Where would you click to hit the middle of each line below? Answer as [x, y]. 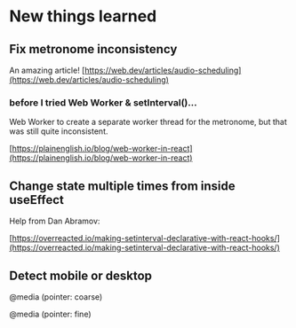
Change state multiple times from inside [122, 186]
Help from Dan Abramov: [55, 221]
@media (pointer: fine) [50, 314]
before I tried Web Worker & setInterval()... [103, 102]
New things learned [83, 16]
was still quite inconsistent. [59, 131]
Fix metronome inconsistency [93, 49]
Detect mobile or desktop [81, 275]
